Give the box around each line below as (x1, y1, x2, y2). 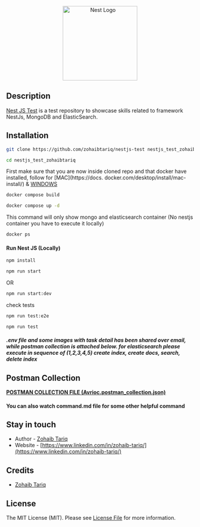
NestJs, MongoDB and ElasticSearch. (6, 113, 98, 120)
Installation (6, 131, 49, 141)
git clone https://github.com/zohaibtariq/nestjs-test (6, 146, 145, 152)
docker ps (6, 231, 31, 238)
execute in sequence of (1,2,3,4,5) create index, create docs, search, (6, 349, 180, 356)
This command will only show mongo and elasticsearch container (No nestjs (6, 213, 193, 221)
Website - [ (14, 442, 43, 449)
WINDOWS (30, 181, 58, 188)
